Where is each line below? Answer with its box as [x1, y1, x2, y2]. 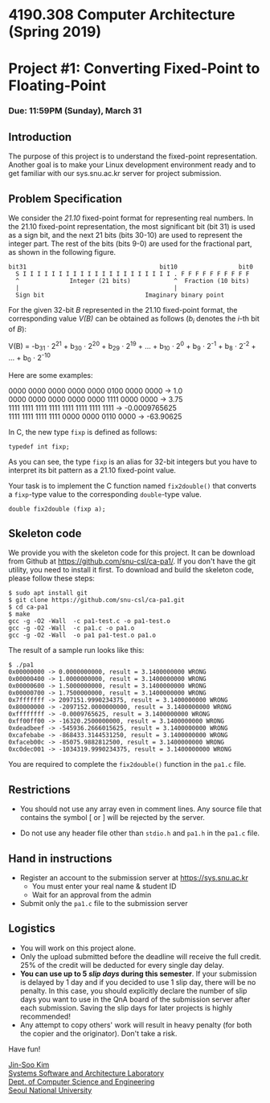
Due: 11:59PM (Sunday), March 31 [8, 105, 142, 117]
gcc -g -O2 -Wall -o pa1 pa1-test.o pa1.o [8, 631, 157, 640]
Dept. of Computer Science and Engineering [8, 1076, 155, 1086]
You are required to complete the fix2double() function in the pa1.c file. [8, 760, 247, 769]
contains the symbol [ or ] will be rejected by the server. [19, 813, 205, 822]
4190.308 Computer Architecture [8, 6, 235, 24]
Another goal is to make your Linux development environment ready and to [8, 160, 256, 170]
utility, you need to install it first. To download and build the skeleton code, [8, 565, 255, 575]
